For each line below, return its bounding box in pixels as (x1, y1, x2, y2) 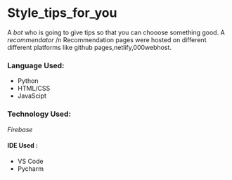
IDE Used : (7, 141, 39, 150)
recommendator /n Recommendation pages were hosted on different (7, 35, 207, 44)
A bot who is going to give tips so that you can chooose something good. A (7, 28, 225, 37)
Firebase (7, 125, 33, 134)
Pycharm (17, 164, 44, 173)
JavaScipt (17, 91, 47, 100)
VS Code (17, 157, 44, 165)
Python (17, 77, 39, 85)
